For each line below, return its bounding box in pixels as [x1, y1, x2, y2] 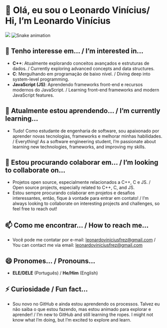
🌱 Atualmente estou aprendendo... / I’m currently [5, 107, 161, 115]
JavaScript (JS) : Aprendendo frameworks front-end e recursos [12, 81, 143, 87]
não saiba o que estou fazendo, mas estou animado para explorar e [12, 306, 151, 312]
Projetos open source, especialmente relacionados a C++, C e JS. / [12, 179, 151, 185]
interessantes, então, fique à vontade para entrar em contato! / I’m [12, 195, 149, 201]
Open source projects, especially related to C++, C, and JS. [12, 185, 135, 191]
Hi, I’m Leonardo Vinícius [5, 15, 111, 27]
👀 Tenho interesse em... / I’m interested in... [5, 47, 144, 56]
